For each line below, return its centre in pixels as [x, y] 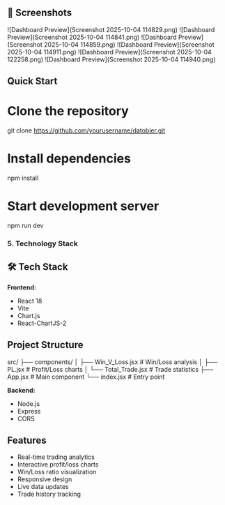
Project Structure [45, 345]
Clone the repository [68, 111]
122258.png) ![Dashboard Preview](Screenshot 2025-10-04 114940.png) [111, 59]
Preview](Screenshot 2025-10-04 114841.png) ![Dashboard [92, 37]
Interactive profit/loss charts [58, 465]
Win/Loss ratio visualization [57, 472]
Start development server [83, 206]
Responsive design [45, 479]
